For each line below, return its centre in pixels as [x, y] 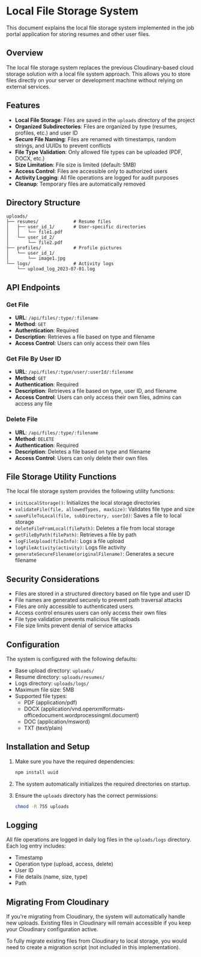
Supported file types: [41, 696]
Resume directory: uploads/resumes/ [60, 677]
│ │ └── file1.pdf [34, 232]
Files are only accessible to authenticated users [74, 606]
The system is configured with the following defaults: [72, 659]
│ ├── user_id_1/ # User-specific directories [76, 227]
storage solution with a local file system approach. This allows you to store [98, 74]
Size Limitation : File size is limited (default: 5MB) [75, 165]
